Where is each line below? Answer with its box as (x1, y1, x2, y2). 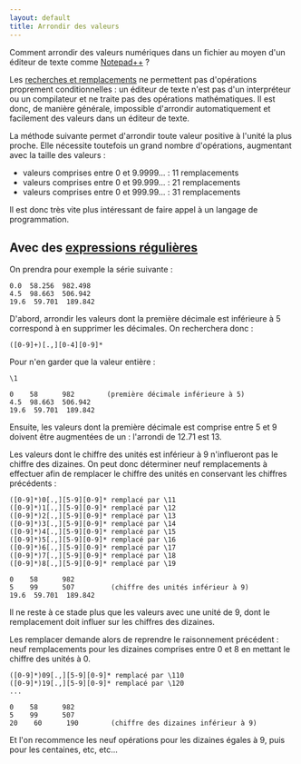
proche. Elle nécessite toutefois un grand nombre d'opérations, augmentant (9, 140, 292, 151)
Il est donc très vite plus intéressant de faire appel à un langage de (9, 203, 258, 214)
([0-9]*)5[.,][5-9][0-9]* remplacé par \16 (9, 535, 177, 545)
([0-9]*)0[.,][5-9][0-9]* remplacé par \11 (9, 496, 177, 505)
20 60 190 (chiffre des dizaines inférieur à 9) (9, 719, 257, 728)
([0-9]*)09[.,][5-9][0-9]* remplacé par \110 (9, 671, 184, 680)
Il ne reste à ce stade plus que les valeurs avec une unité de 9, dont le (9, 607, 270, 618)
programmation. (9, 213, 70, 224)
